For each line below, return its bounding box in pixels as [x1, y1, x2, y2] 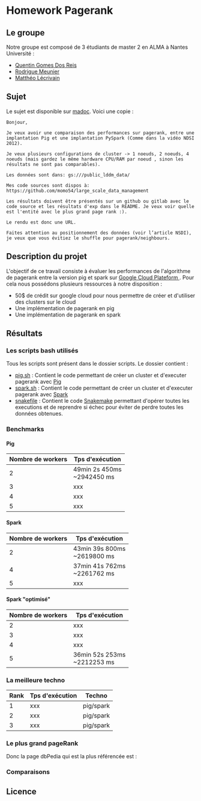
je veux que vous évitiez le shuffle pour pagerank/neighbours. [6, 235, 170, 241]
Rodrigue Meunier [14, 68, 60, 75]
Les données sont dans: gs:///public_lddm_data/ [6, 172, 130, 178]
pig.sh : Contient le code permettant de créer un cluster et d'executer [14, 372, 187, 379]
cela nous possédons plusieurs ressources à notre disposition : [6, 280, 163, 287]
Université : [6, 50, 35, 57]
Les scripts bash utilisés [6, 346, 79, 355]
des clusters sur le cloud [14, 298, 76, 305]
